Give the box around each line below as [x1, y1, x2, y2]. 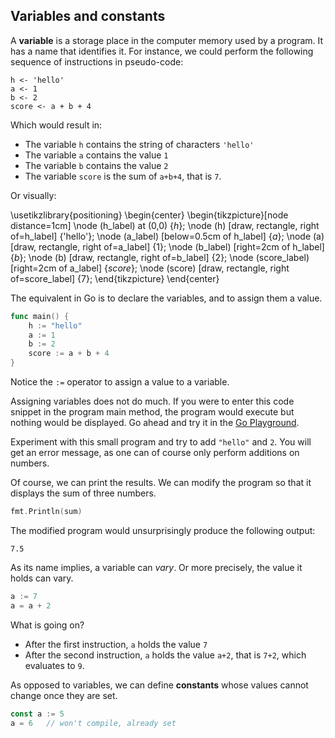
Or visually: [10, 189, 57, 201]
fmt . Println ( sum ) [10, 507, 83, 517]
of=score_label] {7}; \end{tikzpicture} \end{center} [10, 272, 220, 284]
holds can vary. [10, 572, 74, 584]
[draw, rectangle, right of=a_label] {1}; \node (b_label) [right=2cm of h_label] [10, 240, 325, 253]
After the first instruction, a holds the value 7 [24, 638, 208, 650]
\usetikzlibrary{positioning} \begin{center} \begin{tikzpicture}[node [10, 209, 289, 221]
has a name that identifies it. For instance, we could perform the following [10, 45, 314, 57]
